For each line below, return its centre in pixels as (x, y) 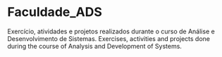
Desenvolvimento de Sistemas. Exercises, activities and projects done (109, 38)
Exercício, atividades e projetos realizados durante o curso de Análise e (111, 31)
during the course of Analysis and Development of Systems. (94, 46)
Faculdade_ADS (55, 12)
